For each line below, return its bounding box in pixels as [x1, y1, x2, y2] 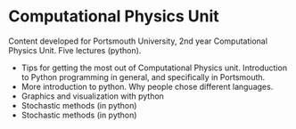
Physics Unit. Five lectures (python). [8, 44, 142, 55]
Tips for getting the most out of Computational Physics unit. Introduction [21, 62, 287, 73]
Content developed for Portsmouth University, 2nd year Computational [8, 36, 268, 46]
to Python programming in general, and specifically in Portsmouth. [21, 71, 266, 82]
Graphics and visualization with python [21, 91, 164, 101]
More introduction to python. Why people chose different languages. [21, 81, 274, 92]
